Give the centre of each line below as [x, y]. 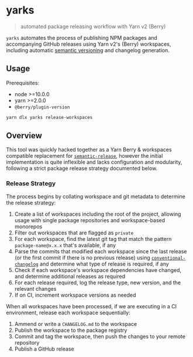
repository [27, 342]
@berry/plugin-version [42, 107]
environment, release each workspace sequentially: [68, 312]
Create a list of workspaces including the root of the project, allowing [98, 214]
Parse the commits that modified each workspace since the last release [101, 251]
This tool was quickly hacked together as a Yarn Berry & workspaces [89, 149]
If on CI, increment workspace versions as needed [75, 295]
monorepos [28, 226]
